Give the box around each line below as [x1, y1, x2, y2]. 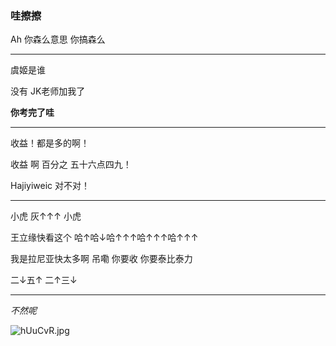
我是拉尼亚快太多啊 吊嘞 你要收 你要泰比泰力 [10, 253, 193, 265]
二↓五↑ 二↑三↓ [10, 274, 78, 286]
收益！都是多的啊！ [10, 137, 90, 149]
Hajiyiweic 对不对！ [10, 180, 90, 192]
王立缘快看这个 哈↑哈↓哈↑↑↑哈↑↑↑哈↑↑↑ [10, 232, 199, 244]
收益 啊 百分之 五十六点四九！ [10, 158, 132, 171]
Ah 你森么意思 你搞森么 [10, 33, 106, 46]
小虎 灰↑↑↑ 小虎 [10, 210, 82, 222]
